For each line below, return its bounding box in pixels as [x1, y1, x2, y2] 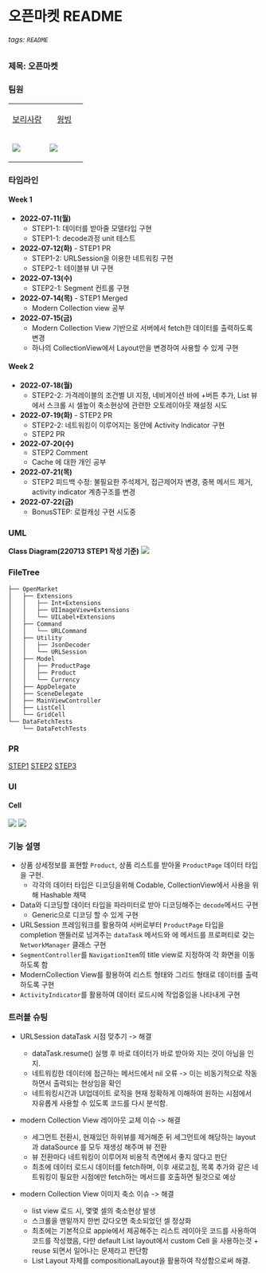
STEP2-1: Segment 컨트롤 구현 [31, 283, 130, 293]
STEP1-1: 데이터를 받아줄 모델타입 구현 [31, 223, 152, 233]
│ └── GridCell [8, 710, 66, 718]
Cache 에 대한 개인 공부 [31, 458, 107, 467]
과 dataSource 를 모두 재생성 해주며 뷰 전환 [31, 1141, 167, 1152]
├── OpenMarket [8, 585, 59, 593]
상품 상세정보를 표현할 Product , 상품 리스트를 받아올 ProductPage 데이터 [19, 860, 244, 870]
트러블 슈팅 [8, 1012, 49, 1023]
